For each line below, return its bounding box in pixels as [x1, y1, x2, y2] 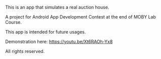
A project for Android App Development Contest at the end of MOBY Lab [5, 14, 156, 19]
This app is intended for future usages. [5, 29, 86, 34]
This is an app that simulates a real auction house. [5, 4, 110, 10]
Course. [5, 19, 22, 25]
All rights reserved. [5, 48, 45, 54]
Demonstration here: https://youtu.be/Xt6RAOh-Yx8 [5, 38, 113, 44]
